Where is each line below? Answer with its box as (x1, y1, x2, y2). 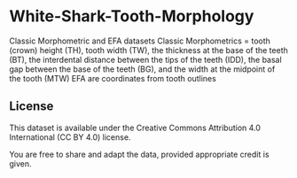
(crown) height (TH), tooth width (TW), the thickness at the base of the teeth (9, 44, 288, 55)
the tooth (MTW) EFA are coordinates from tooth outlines (9, 73, 217, 83)
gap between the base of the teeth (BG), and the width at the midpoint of (9, 64, 276, 74)
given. (9, 158, 33, 169)
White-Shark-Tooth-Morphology (9, 6, 254, 27)
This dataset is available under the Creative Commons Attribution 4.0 (9, 122, 262, 133)
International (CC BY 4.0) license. (9, 131, 131, 143)
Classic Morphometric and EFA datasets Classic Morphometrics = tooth (9, 35, 270, 46)
